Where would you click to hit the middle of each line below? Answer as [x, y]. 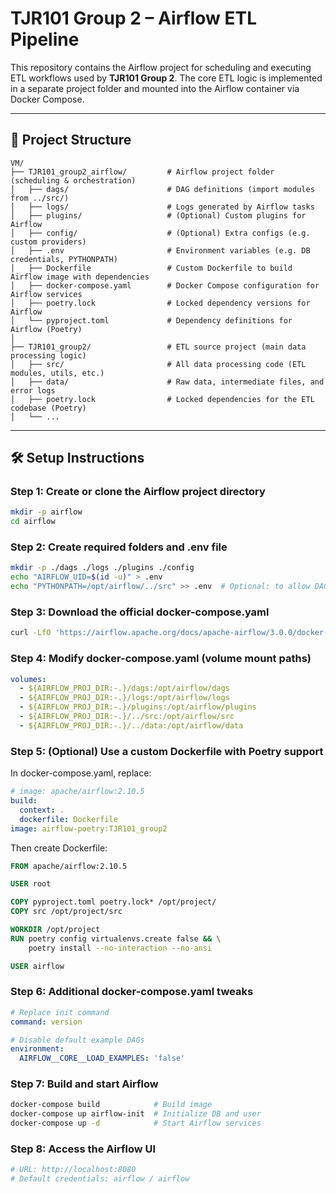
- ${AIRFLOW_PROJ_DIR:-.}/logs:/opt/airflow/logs [124, 698]
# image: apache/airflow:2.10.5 [77, 792]
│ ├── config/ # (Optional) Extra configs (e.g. [160, 233]
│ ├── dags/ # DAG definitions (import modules [162, 189]
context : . [42, 810]
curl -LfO [31, 633]
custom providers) [48, 242]
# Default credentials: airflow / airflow [100, 1179]
